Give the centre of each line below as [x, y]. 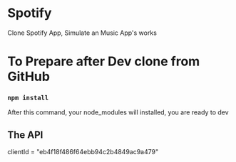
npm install [28, 98]
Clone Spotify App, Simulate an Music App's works [82, 33]
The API [25, 135]
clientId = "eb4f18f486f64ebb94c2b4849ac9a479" [83, 152]
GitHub [29, 77]
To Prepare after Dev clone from [104, 61]
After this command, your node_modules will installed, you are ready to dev [118, 112]
